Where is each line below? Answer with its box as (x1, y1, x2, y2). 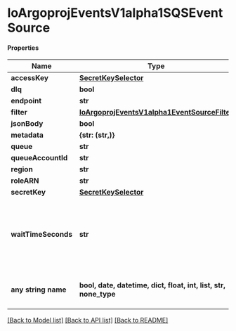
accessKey (11, 73, 49, 83)
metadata (11, 130, 44, 140)
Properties (7, 44, 39, 52)
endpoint (11, 96, 42, 106)
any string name (11, 285, 67, 294)
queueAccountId (11, 153, 68, 163)
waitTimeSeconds (11, 230, 72, 240)
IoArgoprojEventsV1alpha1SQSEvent (7, 5, 223, 21)
